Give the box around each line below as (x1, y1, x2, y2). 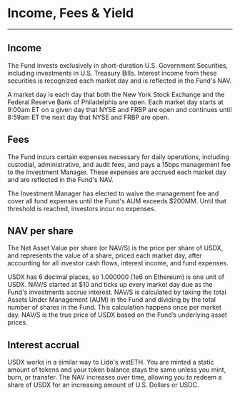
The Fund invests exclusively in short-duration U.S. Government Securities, (7, 61, 229, 69)
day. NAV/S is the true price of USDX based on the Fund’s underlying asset (7, 310, 227, 319)
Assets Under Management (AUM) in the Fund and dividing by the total (7, 295, 216, 304)
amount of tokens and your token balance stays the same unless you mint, (7, 365, 226, 374)
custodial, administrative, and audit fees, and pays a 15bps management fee (7, 160, 231, 168)
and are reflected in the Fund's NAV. (7, 175, 114, 183)
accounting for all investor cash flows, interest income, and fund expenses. (7, 259, 229, 268)
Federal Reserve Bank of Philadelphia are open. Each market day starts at (7, 98, 224, 106)
